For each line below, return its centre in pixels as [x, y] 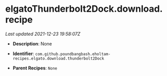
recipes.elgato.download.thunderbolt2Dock [58, 58]
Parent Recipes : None [35, 68]
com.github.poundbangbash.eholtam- [73, 54]
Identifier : [23, 54]
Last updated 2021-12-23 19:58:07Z [43, 34]
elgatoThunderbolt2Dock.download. [84, 9]
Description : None [32, 43]
